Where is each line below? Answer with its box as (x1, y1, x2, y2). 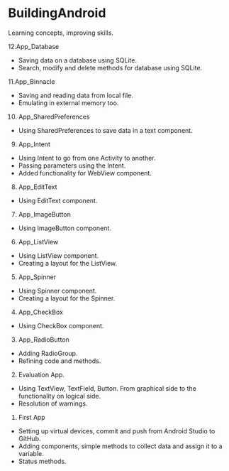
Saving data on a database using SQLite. (18, 55, 138, 65)
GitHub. (18, 434, 41, 443)
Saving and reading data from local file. (18, 91, 134, 99)
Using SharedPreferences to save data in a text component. (18, 126, 194, 134)
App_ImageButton (18, 210, 72, 218)
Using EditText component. (18, 196, 98, 205)
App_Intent (18, 140, 50, 148)
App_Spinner (18, 272, 56, 281)
